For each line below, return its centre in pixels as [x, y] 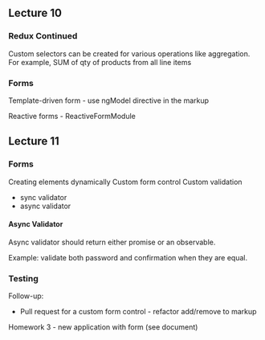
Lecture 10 [35, 13]
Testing [23, 278]
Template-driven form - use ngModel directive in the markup [109, 100]
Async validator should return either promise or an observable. [112, 242]
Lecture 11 [34, 141]
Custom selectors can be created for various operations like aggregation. [129, 53]
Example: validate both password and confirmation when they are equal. [128, 257]
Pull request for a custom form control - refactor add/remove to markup [138, 312]
